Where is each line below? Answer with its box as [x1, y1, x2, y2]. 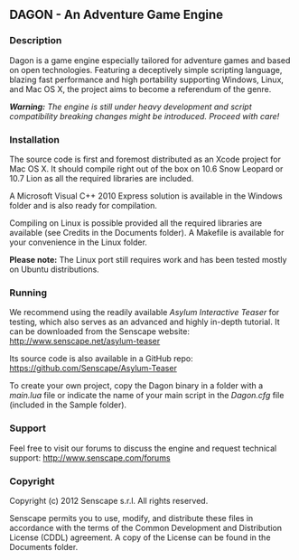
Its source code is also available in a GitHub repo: [9, 353, 193, 364]
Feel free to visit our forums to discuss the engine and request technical [9, 443, 277, 453]
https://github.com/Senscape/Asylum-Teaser [9, 363, 178, 374]
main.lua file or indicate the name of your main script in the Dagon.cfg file [9, 390, 285, 401]
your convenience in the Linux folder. [9, 237, 147, 247]
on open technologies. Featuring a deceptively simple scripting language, [9, 64, 283, 75]
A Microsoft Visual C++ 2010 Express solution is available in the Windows [9, 190, 283, 201]
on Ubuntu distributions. [9, 264, 99, 275]
